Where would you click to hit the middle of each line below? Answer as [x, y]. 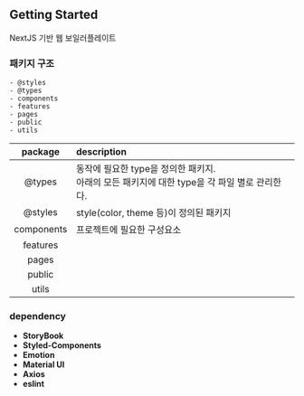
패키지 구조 [32, 63]
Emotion [38, 355]
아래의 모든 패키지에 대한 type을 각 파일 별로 [165, 183]
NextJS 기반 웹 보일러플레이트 [63, 38]
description [101, 152]
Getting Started [54, 15]
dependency [38, 316]
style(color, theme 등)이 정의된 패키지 [153, 213]
